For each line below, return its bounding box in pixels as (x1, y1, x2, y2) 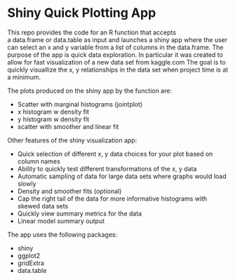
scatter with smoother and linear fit (17, 122, 119, 131)
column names (17, 156, 61, 166)
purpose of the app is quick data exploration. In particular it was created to (7, 51, 223, 59)
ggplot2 (17, 251, 41, 260)
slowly (17, 179, 36, 187)
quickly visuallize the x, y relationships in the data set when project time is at (7, 65, 229, 74)
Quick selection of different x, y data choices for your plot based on (17, 149, 213, 158)
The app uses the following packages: (7, 230, 118, 239)
